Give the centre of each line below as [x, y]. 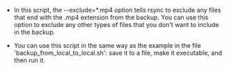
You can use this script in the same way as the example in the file [108, 45]
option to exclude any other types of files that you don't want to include [116, 25]
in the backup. [34, 32]
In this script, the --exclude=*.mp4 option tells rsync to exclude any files [117, 10]
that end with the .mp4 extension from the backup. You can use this [111, 17]
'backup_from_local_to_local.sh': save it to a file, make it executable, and [118, 53]
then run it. [29, 60]
